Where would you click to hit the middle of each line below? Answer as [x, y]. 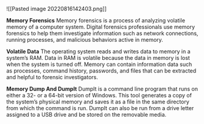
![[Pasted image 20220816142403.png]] [57, 9]
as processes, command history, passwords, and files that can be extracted [101, 71]
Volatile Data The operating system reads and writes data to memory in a [98, 51]
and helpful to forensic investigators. [52, 77]
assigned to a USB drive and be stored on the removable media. [86, 115]
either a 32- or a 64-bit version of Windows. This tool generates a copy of [99, 95]
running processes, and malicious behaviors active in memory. [85, 40]
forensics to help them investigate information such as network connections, [102, 33]
